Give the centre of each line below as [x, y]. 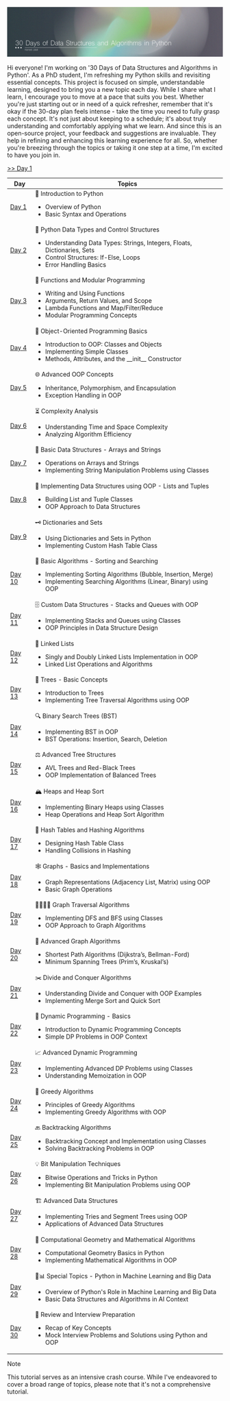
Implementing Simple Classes [87, 351]
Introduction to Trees [75, 693]
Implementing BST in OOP [82, 732]
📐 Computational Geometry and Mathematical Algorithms [115, 1239]
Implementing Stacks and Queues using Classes [113, 621]
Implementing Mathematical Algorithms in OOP [111, 1260]
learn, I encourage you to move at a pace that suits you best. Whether [105, 97]
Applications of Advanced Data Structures [105, 1224]
